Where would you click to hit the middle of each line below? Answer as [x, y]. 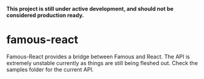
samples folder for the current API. [50, 69]
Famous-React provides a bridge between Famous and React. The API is [98, 57]
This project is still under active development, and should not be [90, 9]
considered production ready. [45, 15]
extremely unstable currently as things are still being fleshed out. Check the [102, 63]
